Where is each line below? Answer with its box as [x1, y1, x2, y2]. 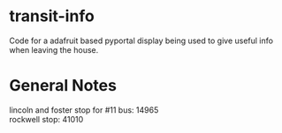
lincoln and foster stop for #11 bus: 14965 [9, 104, 159, 115]
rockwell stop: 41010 [9, 114, 84, 124]
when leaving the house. [9, 44, 99, 55]
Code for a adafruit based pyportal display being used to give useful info [9, 35, 274, 46]
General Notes [9, 76, 118, 96]
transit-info [9, 6, 95, 26]
